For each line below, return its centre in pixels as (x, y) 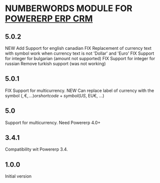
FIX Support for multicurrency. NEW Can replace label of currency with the (80, 91)
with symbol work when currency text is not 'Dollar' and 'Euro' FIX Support (80, 53)
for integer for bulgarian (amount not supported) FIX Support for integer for (80, 58)
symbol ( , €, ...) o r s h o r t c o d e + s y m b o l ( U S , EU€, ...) (55, 95)
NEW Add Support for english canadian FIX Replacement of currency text (78, 48)
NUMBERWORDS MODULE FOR (69, 8)
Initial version (18, 176)
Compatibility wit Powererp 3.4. (36, 149)
